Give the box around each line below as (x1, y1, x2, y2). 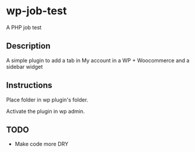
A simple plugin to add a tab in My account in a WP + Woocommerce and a (6, 56, 190, 64)
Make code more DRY (14, 141, 68, 148)
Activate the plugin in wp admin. (6, 107, 85, 115)
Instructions (6, 80, 52, 90)
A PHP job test (6, 24, 42, 31)
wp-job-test (6, 4, 67, 18)
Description (6, 41, 51, 51)
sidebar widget (6, 63, 43, 70)
